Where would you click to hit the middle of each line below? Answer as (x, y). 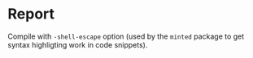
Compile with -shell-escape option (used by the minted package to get (126, 36)
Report (31, 14)
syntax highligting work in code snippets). (78, 44)
